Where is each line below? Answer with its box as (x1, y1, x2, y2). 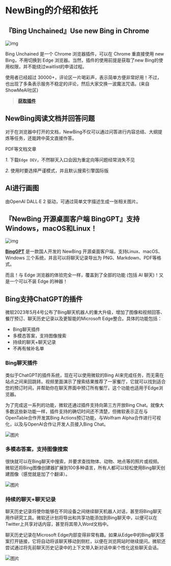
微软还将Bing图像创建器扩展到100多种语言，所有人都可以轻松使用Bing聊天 (5, 464, 161, 471)
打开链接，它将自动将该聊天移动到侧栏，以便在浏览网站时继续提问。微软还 (9, 538, 166, 545)
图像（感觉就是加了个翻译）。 (9, 471, 70, 477)
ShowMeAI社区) (5, 87, 39, 93)
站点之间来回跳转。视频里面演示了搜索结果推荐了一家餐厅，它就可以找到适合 (5, 378, 166, 384)
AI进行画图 (5, 184, 39, 192)
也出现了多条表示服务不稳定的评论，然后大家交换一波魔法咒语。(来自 (5, 81, 150, 87)
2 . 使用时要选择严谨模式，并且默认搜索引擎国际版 (5, 167, 109, 174)
